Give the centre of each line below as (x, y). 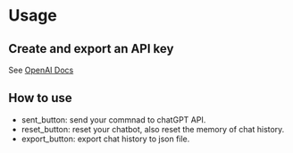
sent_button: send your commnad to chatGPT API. (113, 119)
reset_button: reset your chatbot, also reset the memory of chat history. (153, 129)
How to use (40, 98)
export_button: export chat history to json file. (105, 139)
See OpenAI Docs (41, 70)
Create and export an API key (91, 49)
